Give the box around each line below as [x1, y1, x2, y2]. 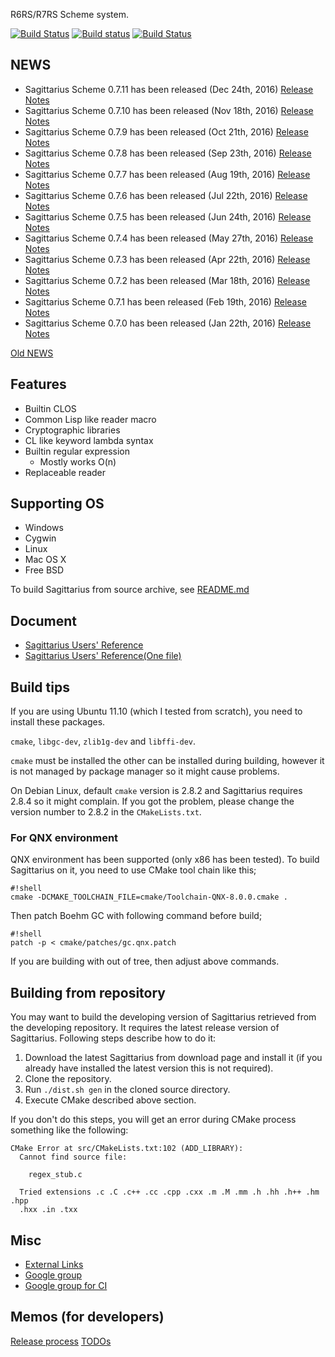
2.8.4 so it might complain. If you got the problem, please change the [10, 795, 295, 808]
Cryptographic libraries [24, 424, 121, 436]
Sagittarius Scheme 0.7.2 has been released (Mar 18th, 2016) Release [24, 274, 311, 286]
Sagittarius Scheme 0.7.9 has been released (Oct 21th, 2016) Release [24, 125, 309, 138]
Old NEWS [10, 347, 54, 359]
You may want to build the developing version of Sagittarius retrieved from [10, 1011, 317, 1023]
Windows [24, 522, 64, 534]
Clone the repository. [24, 1073, 112, 1085]
